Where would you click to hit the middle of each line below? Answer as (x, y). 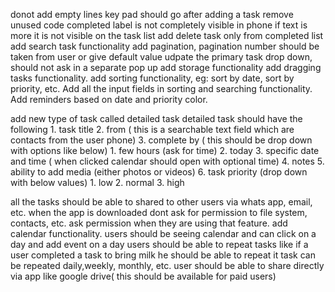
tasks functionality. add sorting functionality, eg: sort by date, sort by (152, 78)
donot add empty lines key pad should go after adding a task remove (152, 14)
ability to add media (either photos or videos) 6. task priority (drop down (159, 172)
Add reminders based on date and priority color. (109, 99)
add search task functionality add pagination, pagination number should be (165, 46)
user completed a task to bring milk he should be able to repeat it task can (163, 255)
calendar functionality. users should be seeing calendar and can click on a (163, 233)
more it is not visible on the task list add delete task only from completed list (167, 35)
